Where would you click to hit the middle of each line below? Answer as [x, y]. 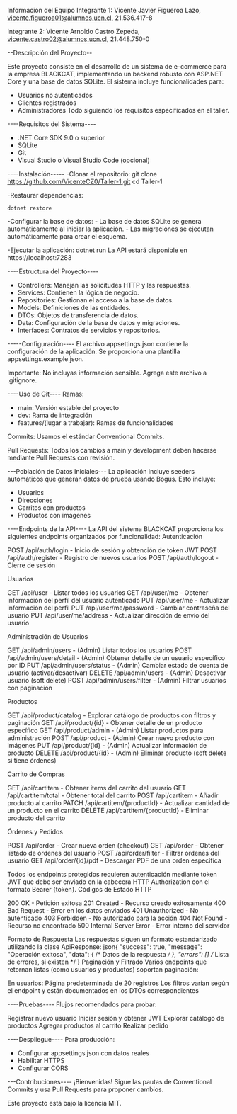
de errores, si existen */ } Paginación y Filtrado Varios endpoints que [107, 962]
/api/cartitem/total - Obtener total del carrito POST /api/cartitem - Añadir [113, 795]
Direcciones [35, 500]
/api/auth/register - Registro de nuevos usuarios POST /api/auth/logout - [113, 558]
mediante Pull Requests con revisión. [61, 457]
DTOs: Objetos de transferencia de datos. [78, 315]
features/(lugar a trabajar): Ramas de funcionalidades [96, 423]
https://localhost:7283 [40, 257]
